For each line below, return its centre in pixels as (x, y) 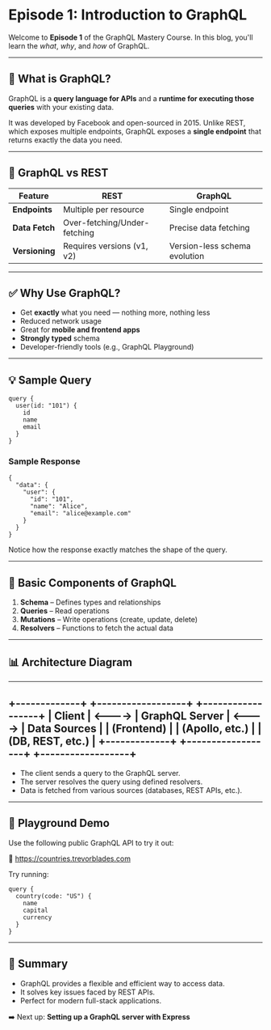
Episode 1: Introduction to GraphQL (128, 15)
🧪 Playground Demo (59, 823)
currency (38, 917)
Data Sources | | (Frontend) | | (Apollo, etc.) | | (144, 729)
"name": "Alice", (59, 507)
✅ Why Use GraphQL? (65, 293)
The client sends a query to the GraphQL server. (100, 773)
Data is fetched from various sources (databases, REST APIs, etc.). (131, 790)
